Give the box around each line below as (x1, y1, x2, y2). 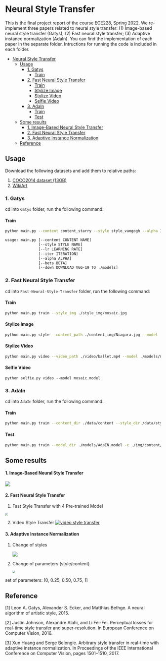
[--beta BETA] (38, 260, 68, 266)
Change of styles (12, 542, 47, 548)
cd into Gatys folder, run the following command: (5, 206, 104, 212)
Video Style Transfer (12, 520, 54, 526)
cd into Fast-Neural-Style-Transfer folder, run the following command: (5, 288, 150, 294)
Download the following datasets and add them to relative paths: (5, 168, 136, 174)
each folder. (5, 46, 30, 52)
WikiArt (12, 182, 28, 188)
